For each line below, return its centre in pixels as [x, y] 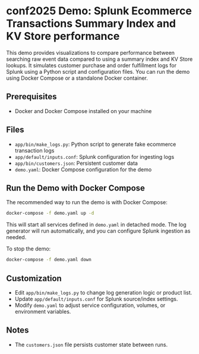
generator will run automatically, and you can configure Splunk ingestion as [98, 231]
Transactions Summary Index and [91, 24]
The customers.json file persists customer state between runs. [91, 344]
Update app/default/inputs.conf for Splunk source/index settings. [96, 299]
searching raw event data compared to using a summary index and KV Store [99, 59]
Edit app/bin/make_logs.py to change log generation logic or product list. [103, 292]
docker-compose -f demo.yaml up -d [50, 213]
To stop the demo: [29, 249]
